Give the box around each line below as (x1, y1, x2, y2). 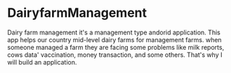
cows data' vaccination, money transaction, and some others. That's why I (7, 51, 223, 59)
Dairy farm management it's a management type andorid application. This (7, 28, 221, 36)
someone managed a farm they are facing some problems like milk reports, (7, 43, 225, 51)
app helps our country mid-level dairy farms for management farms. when (7, 35, 223, 44)
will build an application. (7, 58, 77, 66)
